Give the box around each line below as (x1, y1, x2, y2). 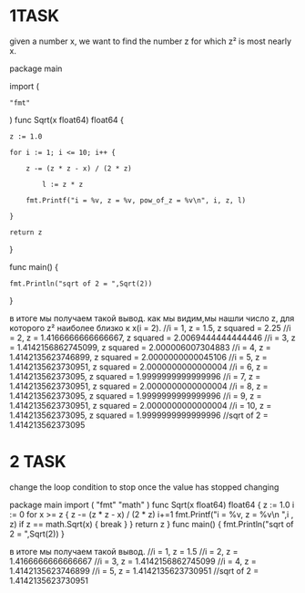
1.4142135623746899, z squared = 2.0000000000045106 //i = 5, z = (9, 351, 268, 362)
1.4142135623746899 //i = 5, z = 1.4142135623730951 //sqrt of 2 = (9, 565, 259, 576)
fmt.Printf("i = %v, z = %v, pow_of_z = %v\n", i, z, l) (25, 195, 247, 205)
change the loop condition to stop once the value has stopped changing (9, 481, 280, 493)
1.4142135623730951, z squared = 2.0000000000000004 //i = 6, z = (9, 361, 269, 372)
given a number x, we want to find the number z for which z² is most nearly (9, 36, 292, 47)
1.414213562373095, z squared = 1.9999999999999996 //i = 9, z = (9, 390, 262, 401)
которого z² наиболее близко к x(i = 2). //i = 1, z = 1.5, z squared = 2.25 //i (9, 322, 291, 333)
